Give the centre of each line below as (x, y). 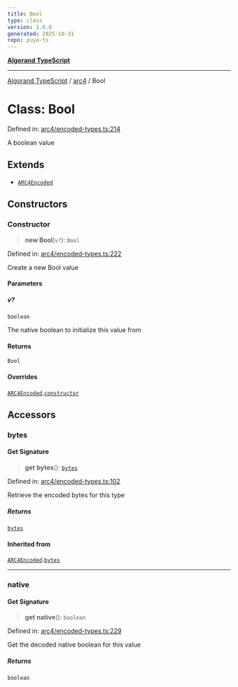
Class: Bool (41, 109)
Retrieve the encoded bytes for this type (66, 495)
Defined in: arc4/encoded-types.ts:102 (64, 482)
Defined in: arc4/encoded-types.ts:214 (64, 129)
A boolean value (31, 143)
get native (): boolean (55, 618)
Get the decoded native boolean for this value (74, 645)
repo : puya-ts (28, 40)
